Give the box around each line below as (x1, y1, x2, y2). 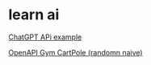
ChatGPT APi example (8, 32, 82, 42)
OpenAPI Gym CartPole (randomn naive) (8, 47, 143, 57)
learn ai (8, 6, 60, 24)
